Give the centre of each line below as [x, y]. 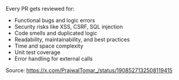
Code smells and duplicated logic [56, 33]
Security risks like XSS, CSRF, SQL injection [68, 27]
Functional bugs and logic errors [55, 20]
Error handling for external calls [53, 59]
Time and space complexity [49, 46]
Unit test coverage [37, 52]
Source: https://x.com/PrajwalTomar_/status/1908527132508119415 [89, 70]
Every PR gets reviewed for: [40, 9]
